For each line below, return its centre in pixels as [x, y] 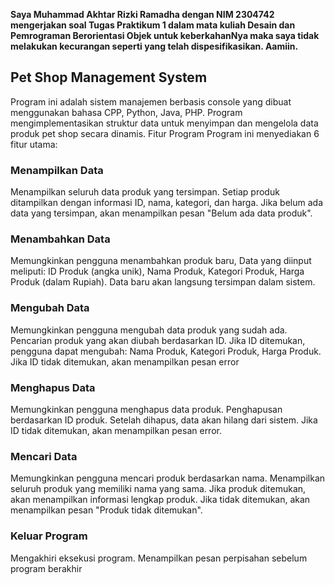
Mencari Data [44, 456]
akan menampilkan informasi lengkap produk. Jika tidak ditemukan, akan [160, 500]
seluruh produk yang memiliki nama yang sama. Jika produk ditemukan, [158, 489]
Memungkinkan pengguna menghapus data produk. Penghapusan [146, 409]
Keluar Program [49, 536]
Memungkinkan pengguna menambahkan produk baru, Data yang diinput [161, 261]
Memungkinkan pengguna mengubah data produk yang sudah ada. [149, 330]
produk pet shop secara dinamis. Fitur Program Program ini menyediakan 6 [165, 133]
